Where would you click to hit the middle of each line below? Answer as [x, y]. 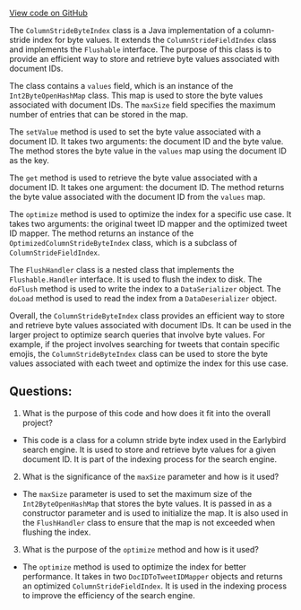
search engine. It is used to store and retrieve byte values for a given [149, 449]
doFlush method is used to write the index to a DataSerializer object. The [145, 289]
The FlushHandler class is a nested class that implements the [122, 270]
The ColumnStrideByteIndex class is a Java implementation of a [125, 30]
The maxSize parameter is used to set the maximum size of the [137, 493]
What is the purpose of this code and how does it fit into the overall [146, 413]
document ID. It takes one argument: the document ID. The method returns [147, 187]
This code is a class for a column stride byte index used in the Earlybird [154, 440]
